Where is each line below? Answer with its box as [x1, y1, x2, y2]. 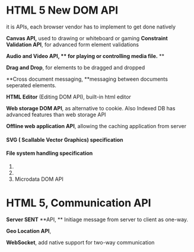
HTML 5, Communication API [6, 196, 151, 209]
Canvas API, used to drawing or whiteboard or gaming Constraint [6, 34, 168, 42]
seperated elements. [6, 81, 56, 89]
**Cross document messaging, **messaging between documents [6, 75, 168, 82]
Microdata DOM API [14, 176, 63, 183]
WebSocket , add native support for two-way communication [6, 238, 155, 246]
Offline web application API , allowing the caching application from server [6, 122, 187, 129]
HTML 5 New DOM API [6, 4, 119, 17]
